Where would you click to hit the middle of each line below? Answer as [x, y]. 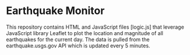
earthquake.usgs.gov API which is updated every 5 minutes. [78, 46]
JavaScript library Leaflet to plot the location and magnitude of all [85, 33]
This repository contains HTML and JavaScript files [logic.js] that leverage [95, 27]
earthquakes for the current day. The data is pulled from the [78, 39]
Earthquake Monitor [55, 11]
